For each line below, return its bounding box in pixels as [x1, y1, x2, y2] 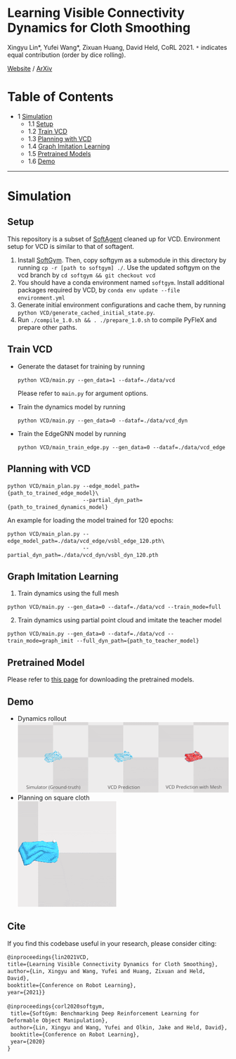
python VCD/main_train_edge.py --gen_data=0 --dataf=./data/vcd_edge [17, 444, 226, 451]
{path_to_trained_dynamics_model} [7, 503, 109, 511]
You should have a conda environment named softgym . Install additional [17, 278, 225, 286]
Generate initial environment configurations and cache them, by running [17, 300, 226, 309]
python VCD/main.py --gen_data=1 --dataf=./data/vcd [17, 376, 176, 384]
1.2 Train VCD [27, 127, 68, 135]
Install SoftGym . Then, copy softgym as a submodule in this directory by [17, 255, 227, 264]
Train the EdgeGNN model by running [17, 429, 126, 437]
